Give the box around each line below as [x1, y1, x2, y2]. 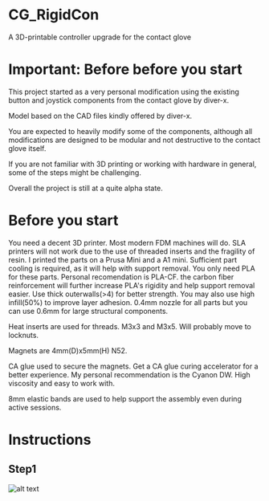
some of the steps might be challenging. [8, 167, 142, 177]
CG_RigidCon [8, 6, 100, 24]
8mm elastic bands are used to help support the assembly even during [8, 393, 243, 403]
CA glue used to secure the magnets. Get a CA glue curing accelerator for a [8, 361, 259, 371]
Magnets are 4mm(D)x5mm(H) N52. [8, 345, 128, 355]
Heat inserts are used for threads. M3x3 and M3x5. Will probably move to [8, 321, 251, 331]
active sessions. [8, 402, 62, 412]
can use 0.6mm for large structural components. [8, 306, 169, 316]
